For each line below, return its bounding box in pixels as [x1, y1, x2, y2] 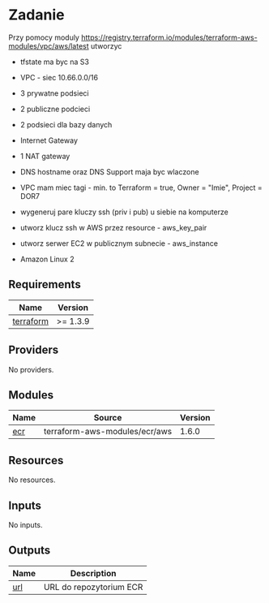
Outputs [8, 544, 51, 558]
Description [70, 567, 117, 579]
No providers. [8, 364, 54, 374]
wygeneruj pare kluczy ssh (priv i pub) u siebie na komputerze [19, 207, 228, 217]
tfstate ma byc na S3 [19, 57, 89, 67]
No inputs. [8, 520, 43, 529]
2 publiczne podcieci [19, 104, 91, 114]
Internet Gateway [19, 136, 79, 145]
